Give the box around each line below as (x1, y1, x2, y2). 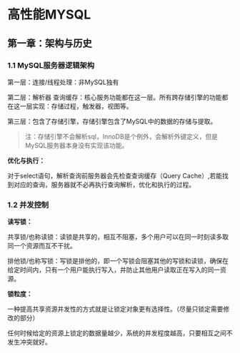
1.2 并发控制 (7, 200, 49, 210)
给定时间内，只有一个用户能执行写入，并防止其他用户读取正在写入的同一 (7, 265, 220, 275)
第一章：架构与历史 (7, 37, 92, 49)
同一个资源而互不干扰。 (7, 242, 76, 250)
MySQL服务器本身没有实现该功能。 (24, 140, 129, 150)
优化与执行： (7, 156, 45, 165)
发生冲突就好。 (7, 338, 51, 347)
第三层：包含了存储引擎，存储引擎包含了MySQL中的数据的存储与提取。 (7, 117, 217, 126)
